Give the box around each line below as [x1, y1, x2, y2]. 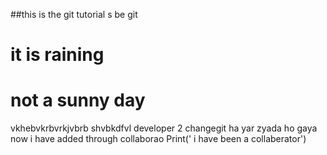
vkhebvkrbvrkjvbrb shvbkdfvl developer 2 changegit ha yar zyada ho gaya [10, 122, 318, 134]
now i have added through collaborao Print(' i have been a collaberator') [10, 133, 307, 145]
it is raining [10, 44, 105, 66]
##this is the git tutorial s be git [10, 9, 138, 20]
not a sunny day [10, 89, 146, 112]
